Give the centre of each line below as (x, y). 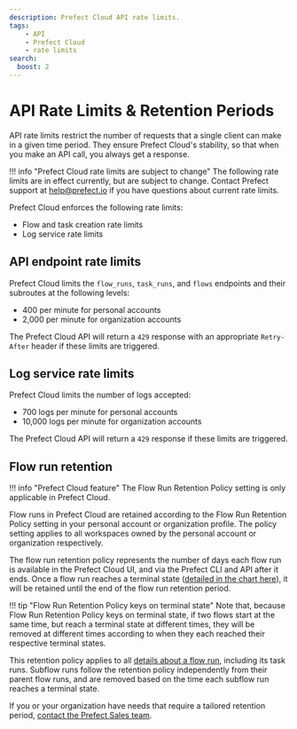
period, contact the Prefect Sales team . (81, 716)
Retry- (273, 337)
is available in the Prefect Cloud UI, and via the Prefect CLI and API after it (144, 569)
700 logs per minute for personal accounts (100, 412)
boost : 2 (33, 67)
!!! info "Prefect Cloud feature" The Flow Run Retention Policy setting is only (148, 488)
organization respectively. (56, 543)
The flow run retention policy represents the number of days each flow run (145, 560)
